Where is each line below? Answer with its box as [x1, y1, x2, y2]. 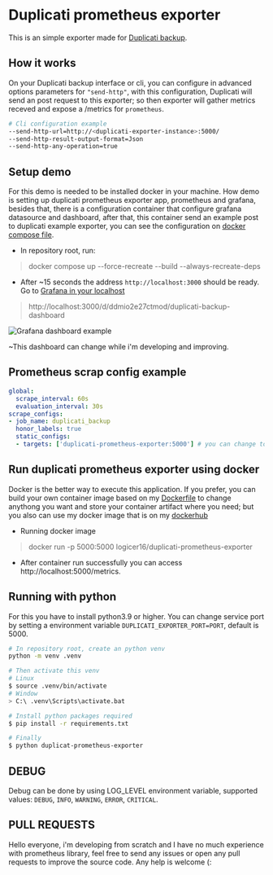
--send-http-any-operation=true [8, 143, 118, 151]
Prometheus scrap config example [8, 365, 187, 380]
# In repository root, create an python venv [8, 644, 165, 653]
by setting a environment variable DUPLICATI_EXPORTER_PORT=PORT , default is [8, 620, 259, 630]
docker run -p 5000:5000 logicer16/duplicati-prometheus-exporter [28, 542, 253, 552]
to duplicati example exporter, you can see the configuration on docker [8, 222, 246, 231]
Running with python [8, 590, 116, 604]
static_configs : [15, 433, 71, 441]
